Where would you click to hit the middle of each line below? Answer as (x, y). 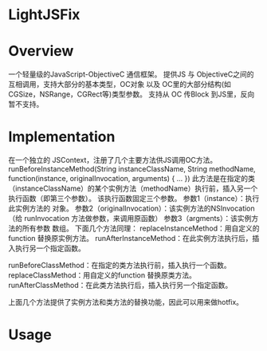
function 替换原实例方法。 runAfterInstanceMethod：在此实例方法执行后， (130, 239)
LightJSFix (44, 15)
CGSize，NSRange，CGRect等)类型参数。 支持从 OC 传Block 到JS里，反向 (132, 94)
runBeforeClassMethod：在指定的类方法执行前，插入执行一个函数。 (120, 266)
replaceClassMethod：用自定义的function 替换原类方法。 (102, 275)
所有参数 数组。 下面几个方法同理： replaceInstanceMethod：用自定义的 (141, 228)
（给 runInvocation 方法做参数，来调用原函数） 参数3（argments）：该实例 (130, 219)
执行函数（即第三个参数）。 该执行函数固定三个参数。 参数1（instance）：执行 (134, 199)
